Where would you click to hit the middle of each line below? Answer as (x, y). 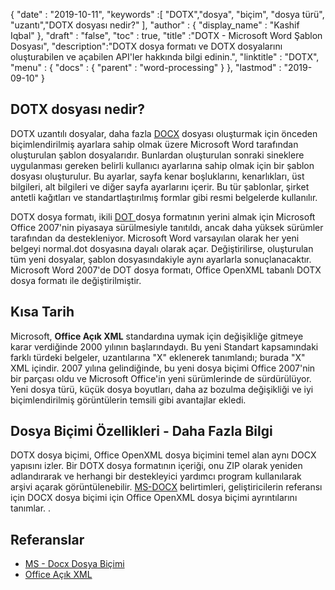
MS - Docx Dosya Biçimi (74, 564)
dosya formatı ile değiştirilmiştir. (76, 280)
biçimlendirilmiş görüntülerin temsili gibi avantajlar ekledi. (128, 400)
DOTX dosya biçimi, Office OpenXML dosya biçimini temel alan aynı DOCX (163, 455)
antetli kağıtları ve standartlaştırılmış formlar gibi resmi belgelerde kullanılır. (164, 197)
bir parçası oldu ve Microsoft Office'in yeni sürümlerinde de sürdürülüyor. (161, 378)
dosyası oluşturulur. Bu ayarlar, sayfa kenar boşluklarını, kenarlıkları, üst (157, 176)
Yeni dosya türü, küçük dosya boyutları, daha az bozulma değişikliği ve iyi (162, 389)
